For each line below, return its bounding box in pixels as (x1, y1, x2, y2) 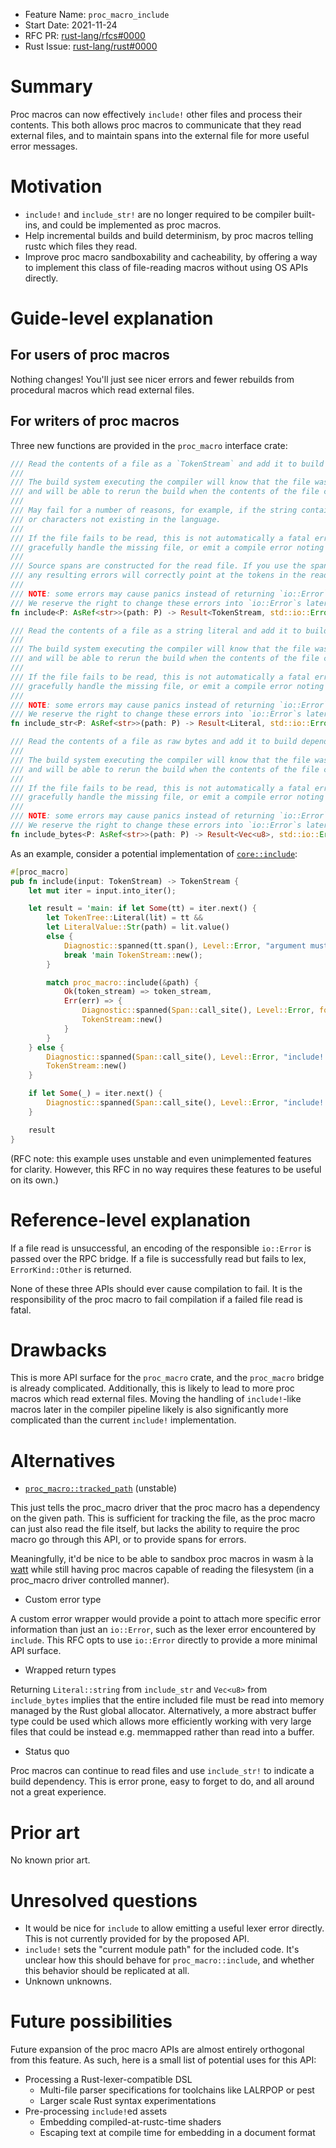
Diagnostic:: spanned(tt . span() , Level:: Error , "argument (63, 940, 307, 951)
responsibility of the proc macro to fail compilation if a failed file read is (10, 1293, 303, 1305)
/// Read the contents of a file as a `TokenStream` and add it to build (10, 459, 325, 469)
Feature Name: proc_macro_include (24, 9, 170, 20)
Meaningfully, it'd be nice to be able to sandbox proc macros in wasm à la (10, 1553, 314, 1565)
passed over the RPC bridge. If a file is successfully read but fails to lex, (10, 1252, 307, 1264)
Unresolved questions (10, 1889, 198, 1912)
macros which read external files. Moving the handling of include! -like (10, 1393, 302, 1405)
